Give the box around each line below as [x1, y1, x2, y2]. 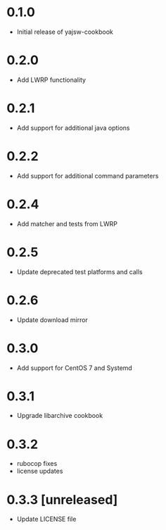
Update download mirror [16, 315, 89, 324]
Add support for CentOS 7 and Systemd [16, 364, 133, 372]
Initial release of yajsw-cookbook [16, 27, 113, 36]
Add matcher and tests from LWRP [16, 219, 117, 228]
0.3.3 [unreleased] [6, 491, 118, 507]
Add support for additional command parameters [16, 171, 159, 180]
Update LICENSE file [16, 515, 77, 524]
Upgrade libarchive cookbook [16, 412, 103, 420]
